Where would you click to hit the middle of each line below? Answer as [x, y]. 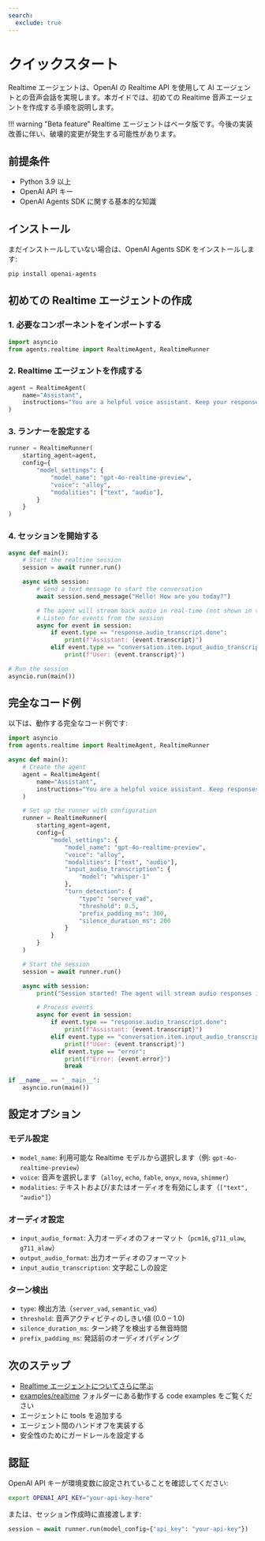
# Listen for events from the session [100, 618]
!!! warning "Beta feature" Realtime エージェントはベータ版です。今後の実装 [131, 124]
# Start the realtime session [72, 560]
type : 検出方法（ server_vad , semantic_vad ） [90, 1309]
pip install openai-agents [52, 274]
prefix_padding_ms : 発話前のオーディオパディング [99, 1338]
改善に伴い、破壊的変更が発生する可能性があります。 [94, 134]
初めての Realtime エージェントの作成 [100, 301]
